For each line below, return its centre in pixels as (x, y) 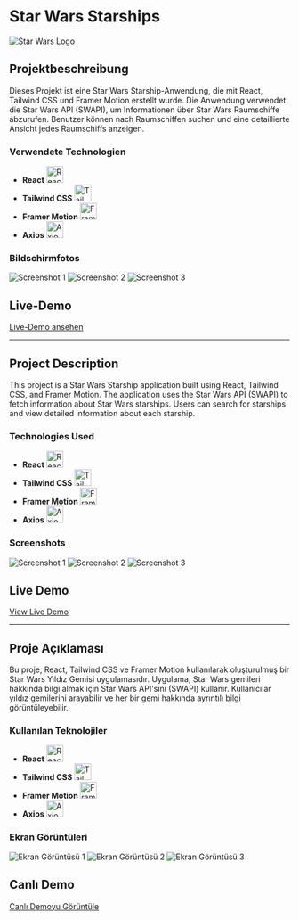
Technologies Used (52, 436)
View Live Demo (39, 612)
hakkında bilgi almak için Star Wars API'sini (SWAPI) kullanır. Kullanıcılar (140, 689)
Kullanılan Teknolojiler (58, 731)
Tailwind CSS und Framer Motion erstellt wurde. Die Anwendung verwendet (148, 100)
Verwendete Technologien (68, 152)
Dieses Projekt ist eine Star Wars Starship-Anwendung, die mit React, (136, 90)
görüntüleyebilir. (39, 708)
